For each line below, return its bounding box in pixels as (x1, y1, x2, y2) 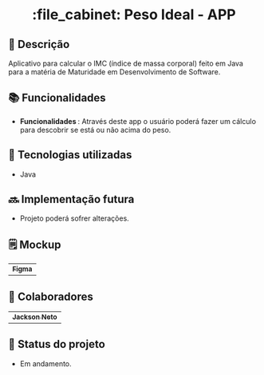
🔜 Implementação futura (8, 193, 135, 206)
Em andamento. (19, 358, 72, 369)
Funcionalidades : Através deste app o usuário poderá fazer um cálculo (19, 116, 257, 126)
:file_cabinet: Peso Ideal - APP (31, 6, 237, 24)
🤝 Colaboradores (8, 289, 94, 303)
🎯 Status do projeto (8, 337, 105, 351)
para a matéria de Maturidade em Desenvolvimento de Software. (8, 67, 221, 77)
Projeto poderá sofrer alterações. (19, 213, 129, 223)
